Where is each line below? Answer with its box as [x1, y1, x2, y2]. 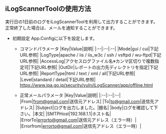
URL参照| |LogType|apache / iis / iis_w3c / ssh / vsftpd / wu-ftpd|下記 [19, 52, 162, 58]
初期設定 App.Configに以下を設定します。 [12, 35, 98, 41]
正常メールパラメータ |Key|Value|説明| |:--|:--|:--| [19, 92, 121, 98]
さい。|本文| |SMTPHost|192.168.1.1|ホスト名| [19, 110, 111, 117]
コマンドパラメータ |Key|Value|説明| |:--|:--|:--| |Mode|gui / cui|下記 [19, 46, 159, 52]
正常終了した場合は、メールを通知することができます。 [5, 25, 118, 31]
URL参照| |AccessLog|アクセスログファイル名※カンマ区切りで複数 [19, 58, 155, 64]
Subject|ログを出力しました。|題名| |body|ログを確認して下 [37, 104, 159, 110]
